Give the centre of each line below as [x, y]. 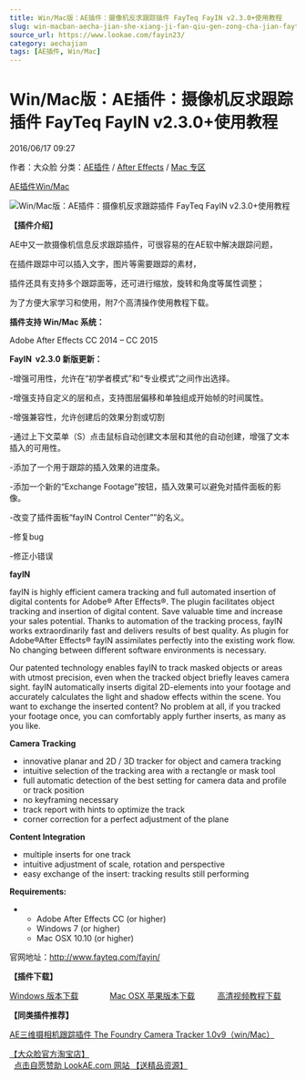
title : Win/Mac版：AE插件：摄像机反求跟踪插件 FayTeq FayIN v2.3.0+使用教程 [146, 18]
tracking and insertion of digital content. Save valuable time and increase [146, 611]
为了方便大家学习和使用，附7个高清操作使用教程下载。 [112, 303]
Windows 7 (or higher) [78, 929]
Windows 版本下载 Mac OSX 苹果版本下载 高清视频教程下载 [145, 996]
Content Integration [47, 837]
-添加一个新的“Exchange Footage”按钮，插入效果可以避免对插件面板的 [142, 487]
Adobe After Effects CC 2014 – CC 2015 [84, 340]
